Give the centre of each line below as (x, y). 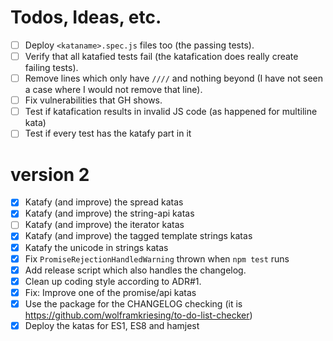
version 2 (50, 174)
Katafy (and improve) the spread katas (104, 202)
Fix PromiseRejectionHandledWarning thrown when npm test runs (157, 258)
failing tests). (51, 68)
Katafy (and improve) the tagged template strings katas (138, 236)
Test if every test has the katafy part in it (108, 133)
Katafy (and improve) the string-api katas (109, 213)
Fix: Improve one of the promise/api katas (110, 292)
